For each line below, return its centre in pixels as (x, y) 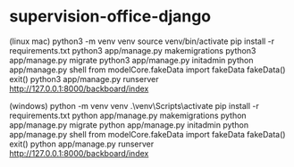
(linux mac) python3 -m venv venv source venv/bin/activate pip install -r (142, 41)
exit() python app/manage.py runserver (82, 144)
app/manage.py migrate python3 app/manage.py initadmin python (131, 60)
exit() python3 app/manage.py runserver (84, 79)
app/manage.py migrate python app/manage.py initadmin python (129, 125)
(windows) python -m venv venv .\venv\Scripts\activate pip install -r (134, 105)
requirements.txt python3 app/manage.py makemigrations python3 (133, 50)
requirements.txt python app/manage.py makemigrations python (128, 115)
